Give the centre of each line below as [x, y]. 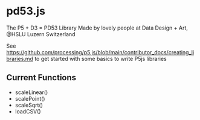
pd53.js [26, 11]
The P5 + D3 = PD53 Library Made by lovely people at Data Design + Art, [97, 28]
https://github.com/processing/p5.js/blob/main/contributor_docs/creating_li [100, 52]
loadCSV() [28, 111]
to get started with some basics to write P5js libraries [101, 58]
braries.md [20, 58]
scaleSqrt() [29, 105]
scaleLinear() [31, 92]
